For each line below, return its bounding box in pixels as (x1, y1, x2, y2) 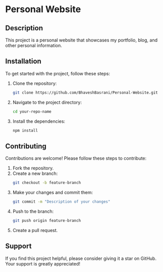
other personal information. (5, 42, 62, 49)
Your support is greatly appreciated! (5, 260, 80, 266)
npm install (12, 128, 38, 133)
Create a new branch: (12, 170, 58, 176)
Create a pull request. (12, 227, 58, 233)
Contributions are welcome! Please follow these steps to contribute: (5, 155, 147, 161)
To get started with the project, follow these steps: (5, 70, 110, 76)
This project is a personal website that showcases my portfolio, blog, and (5, 37, 158, 43)
